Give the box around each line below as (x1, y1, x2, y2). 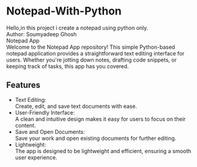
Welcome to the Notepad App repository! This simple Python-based (6, 43, 175, 51)
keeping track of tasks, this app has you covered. (6, 62, 129, 70)
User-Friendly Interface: (15, 109, 75, 116)
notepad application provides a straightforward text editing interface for (6, 49, 185, 57)
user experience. (15, 154, 57, 161)
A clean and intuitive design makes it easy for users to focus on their (15, 115, 186, 122)
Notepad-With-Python (6, 4, 122, 18)
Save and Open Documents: (15, 128, 85, 135)
